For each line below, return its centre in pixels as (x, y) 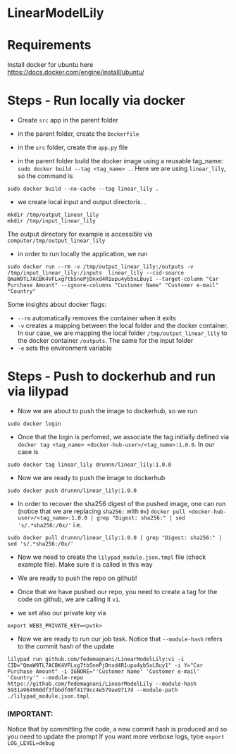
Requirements (49, 45)
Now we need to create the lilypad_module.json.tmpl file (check (112, 557)
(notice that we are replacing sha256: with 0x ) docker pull (101, 511)
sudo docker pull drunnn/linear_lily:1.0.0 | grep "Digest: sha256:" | (114, 538)
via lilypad (38, 391)
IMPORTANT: (30, 714)
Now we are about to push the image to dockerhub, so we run (107, 411)
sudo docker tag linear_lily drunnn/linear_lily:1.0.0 (89, 465)
